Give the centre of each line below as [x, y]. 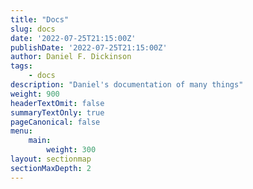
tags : [21, 66]
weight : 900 [35, 94]
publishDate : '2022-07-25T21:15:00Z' [89, 47]
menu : [21, 131]
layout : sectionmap [51, 159]
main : [40, 141]
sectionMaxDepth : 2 [51, 168]
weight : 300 [71, 150]
